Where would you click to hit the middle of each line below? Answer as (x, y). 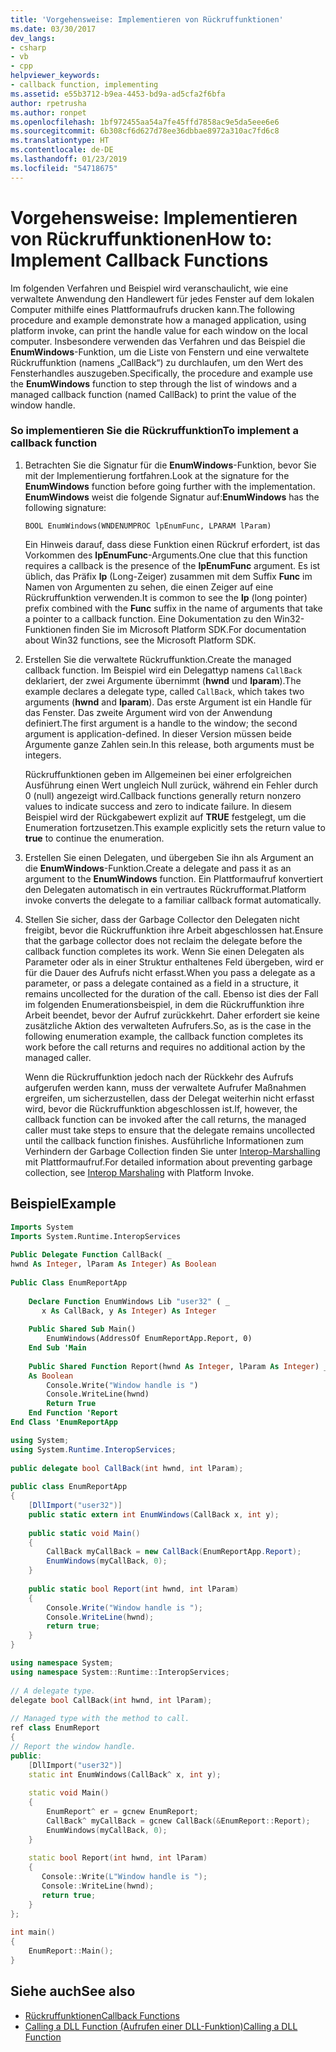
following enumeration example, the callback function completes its (164, 1036)
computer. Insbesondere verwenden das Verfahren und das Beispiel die (158, 341)
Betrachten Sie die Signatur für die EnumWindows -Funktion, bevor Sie (170, 465)
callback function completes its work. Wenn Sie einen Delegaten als (164, 951)
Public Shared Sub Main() (82, 1329)
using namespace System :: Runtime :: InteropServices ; (120, 1672)
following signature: (65, 507)
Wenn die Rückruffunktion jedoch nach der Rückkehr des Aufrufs (159, 1077)
